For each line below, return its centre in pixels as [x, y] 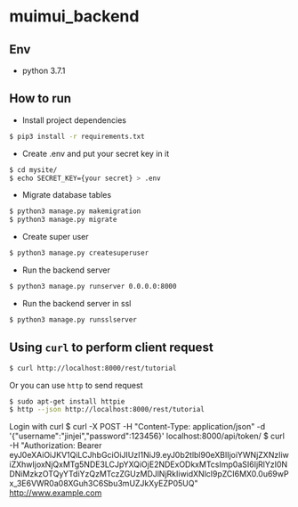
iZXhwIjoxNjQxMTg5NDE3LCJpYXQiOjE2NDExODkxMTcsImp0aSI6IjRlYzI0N [149, 464]
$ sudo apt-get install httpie [67, 401]
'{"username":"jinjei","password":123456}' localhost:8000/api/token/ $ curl [147, 436]
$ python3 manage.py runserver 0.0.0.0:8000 [93, 287]
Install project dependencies [74, 120]
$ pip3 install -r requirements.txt [77, 136]
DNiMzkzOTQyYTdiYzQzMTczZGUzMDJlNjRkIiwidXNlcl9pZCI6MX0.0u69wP [149, 474]
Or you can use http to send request [76, 385]
